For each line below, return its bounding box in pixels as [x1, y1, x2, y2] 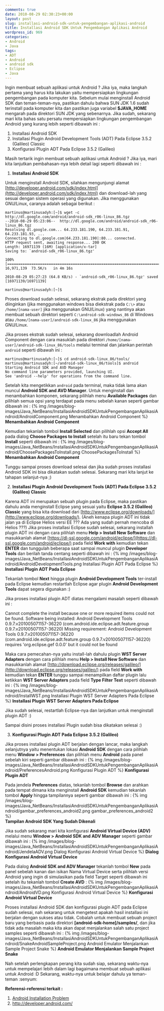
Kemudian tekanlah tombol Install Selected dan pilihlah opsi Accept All [5, 428, 148, 434]
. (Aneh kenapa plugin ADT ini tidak [79, 514, 150, 520]
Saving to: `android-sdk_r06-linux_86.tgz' [5, 249, 95, 253]
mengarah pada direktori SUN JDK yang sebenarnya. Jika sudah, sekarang [5, 110, 156, 116]
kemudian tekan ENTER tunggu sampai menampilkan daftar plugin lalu [5, 672, 146, 678]
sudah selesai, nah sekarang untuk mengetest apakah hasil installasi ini [5, 909, 148, 915]
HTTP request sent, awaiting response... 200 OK [5, 240, 106, 245]
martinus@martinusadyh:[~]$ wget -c [5, 210, 80, 215]
